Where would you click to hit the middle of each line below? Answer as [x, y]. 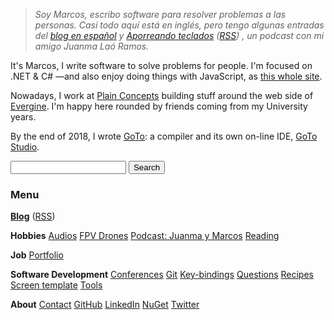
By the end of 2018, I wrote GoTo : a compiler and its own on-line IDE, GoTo [164, 136]
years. [23, 117]
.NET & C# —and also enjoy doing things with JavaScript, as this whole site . [166, 76]
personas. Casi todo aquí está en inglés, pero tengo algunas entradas [179, 25]
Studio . [25, 147]
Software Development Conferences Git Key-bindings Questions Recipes [162, 275]
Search [147, 167]
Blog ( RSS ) [33, 216]
